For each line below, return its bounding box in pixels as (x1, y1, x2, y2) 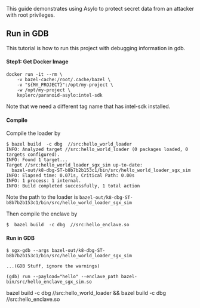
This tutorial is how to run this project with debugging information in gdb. (6, 44, 186, 51)
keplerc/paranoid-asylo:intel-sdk (17, 93, 103, 98)
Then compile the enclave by (6, 210, 78, 217)
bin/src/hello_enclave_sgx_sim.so (6, 279, 93, 285)
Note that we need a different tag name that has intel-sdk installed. (6, 103, 171, 110)
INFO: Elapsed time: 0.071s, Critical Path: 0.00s (6, 173, 135, 178)
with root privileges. (6, 11, 56, 19)
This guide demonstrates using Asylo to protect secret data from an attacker (6, 5, 194, 12)
